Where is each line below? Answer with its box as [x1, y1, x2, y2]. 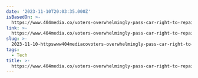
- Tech [11, 52, 28, 58]
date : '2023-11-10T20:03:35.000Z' [6, 8, 91, 15]
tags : [6, 47, 19, 53]
